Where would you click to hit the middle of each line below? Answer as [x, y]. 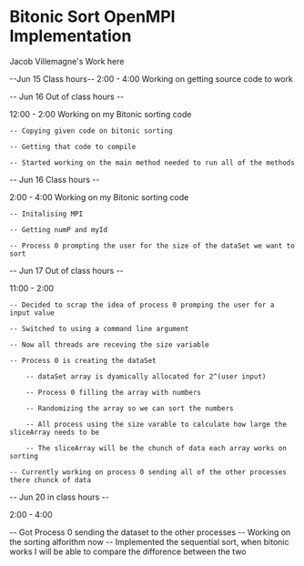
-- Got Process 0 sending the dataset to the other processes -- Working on [150, 532]
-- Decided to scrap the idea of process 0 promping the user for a [142, 305]
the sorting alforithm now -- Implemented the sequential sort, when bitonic [149, 541]
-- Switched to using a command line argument [99, 328]
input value [32, 313]
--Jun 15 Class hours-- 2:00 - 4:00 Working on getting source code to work [151, 78]
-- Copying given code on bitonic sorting [91, 131]
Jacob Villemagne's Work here [67, 61]
